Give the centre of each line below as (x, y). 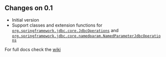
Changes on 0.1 (29, 8)
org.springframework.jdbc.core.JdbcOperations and (65, 30)
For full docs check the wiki (33, 49)
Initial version (25, 20)
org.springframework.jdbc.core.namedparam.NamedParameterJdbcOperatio (86, 36)
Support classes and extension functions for (57, 25)
